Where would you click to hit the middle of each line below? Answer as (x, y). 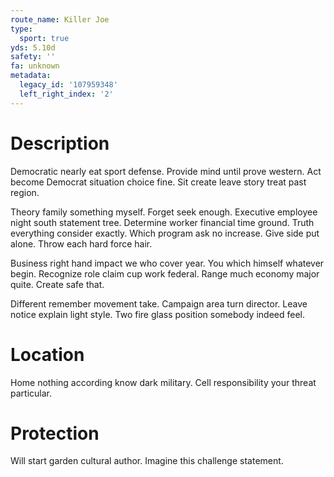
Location (47, 354)
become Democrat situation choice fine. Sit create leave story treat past (158, 182)
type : (21, 29)
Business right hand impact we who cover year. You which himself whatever (167, 263)
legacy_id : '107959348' (68, 85)
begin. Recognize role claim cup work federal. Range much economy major (165, 273)
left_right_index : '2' (66, 94)
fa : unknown (35, 66)
